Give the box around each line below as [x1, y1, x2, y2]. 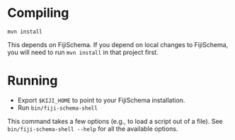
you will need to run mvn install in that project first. [7, 48, 159, 56]
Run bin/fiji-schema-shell [17, 103, 98, 112]
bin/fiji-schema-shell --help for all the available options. [7, 125, 178, 133]
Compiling [7, 5, 69, 21]
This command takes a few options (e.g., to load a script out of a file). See [7, 117, 223, 125]
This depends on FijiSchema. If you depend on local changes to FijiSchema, [7, 40, 229, 49]
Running [7, 72, 58, 89]
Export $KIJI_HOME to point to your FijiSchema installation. [17, 96, 185, 104]
